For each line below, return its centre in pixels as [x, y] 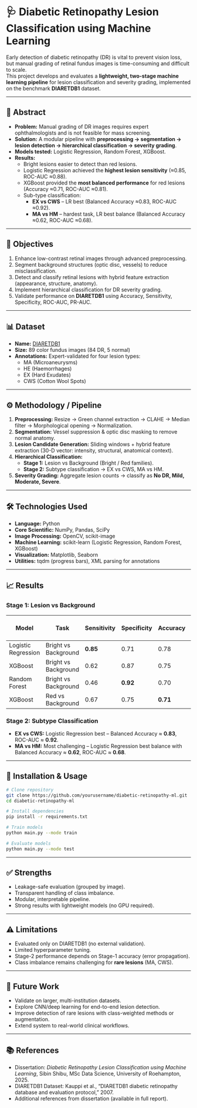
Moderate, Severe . [38, 482]
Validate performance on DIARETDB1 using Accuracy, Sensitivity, [93, 296]
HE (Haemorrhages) [47, 369]
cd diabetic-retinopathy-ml [40, 801]
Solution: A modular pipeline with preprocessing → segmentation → [98, 139]
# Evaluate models [28, 843]
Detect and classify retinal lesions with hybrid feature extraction [91, 277]
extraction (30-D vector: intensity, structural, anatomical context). [94, 451]
